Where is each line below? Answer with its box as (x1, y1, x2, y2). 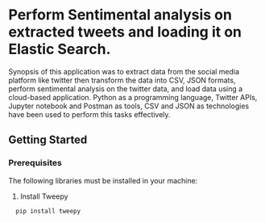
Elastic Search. (8, 40, 111, 58)
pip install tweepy (15, 207, 81, 215)
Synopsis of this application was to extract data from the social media (8, 66, 240, 76)
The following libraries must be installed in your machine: (8, 175, 198, 185)
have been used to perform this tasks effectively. (8, 109, 171, 119)
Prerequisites (8, 158, 62, 169)
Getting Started (8, 133, 88, 147)
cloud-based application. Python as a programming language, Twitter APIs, (8, 92, 258, 102)
